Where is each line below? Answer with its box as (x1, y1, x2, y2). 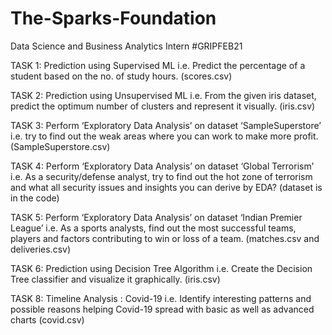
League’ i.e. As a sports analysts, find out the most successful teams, (10, 222, 297, 234)
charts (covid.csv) (10, 313, 85, 326)
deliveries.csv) (10, 243, 72, 255)
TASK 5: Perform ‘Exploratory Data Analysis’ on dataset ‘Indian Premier (10, 211, 303, 223)
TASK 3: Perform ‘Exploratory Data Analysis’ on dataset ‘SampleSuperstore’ (10, 119, 322, 131)
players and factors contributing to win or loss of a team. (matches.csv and (10, 232, 320, 244)
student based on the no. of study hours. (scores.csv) (10, 70, 233, 82)
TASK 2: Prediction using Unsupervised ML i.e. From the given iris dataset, (10, 89, 317, 101)
